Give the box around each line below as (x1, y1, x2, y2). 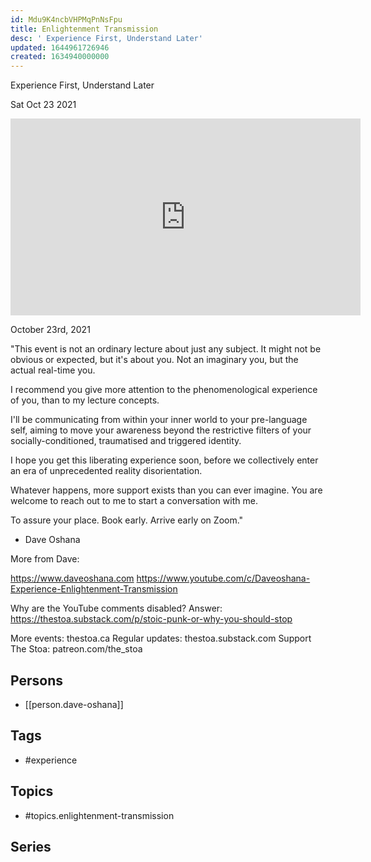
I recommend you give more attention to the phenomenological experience (10, 384, 318, 396)
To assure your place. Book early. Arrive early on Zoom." (10, 514, 244, 526)
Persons (10, 672, 63, 689)
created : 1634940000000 (10, 52, 110, 62)
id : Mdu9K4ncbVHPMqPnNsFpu (10, 14, 123, 25)
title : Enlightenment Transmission (10, 24, 159, 34)
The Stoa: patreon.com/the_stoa (10, 643, 143, 655)
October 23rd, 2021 (10, 324, 91, 336)
